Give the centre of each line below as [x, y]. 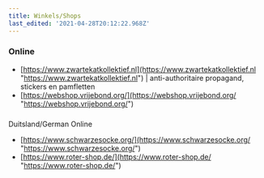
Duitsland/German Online [51, 124]
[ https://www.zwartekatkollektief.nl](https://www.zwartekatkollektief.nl [138, 69]
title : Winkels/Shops [45, 16]
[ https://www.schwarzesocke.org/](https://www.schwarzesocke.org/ [135, 139]
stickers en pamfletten [57, 87]
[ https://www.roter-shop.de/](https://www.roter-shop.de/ [116, 157]
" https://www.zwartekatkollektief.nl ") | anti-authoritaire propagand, [132, 78]
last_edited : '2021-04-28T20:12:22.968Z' [79, 23]
